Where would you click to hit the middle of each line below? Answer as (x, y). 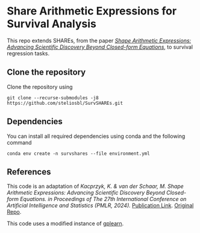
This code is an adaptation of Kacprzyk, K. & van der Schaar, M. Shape (95, 186)
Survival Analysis (52, 24)
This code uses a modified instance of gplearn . (65, 223)
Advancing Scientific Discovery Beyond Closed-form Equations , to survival (100, 47)
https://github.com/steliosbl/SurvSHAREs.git (65, 103)
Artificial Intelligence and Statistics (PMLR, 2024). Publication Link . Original (100, 205)
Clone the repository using (40, 87)
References (29, 172)
